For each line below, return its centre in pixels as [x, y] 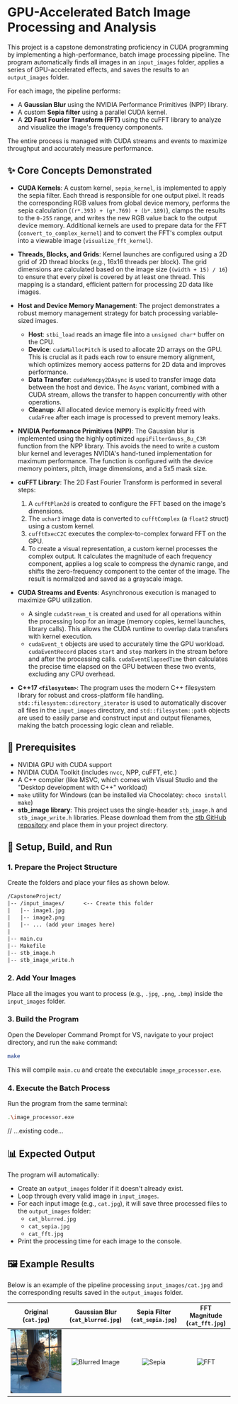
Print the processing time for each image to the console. [100, 1241]
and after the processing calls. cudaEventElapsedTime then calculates [128, 659]
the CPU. [41, 341]
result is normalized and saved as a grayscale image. [106, 579]
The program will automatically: [53, 1174]
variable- [205, 313]
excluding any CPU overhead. [72, 674]
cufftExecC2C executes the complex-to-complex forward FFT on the [127, 533]
